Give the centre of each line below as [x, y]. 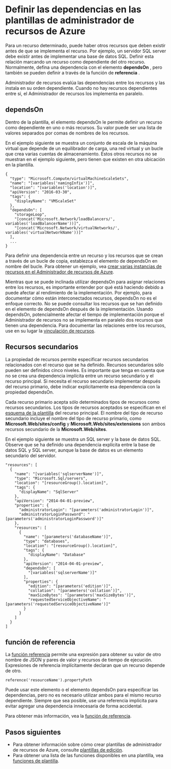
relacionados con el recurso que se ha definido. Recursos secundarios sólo [84, 365]
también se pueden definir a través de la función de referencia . [73, 72]
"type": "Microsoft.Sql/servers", [51, 478]
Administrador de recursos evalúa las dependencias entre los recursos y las [85, 83]
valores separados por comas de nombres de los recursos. [67, 133]
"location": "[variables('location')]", [53, 188]
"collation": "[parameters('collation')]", [75, 590]
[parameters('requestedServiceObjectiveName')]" [58, 604]
